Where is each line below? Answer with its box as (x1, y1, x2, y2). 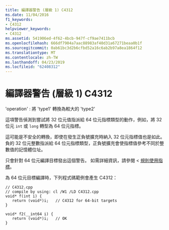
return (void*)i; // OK (12, 216, 67, 221)
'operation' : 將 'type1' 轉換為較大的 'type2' (5, 106, 96, 112)
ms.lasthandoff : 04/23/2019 (5, 60, 65, 65)
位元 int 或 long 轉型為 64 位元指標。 (5, 123, 84, 129)
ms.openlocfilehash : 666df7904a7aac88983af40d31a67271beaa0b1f (5, 41, 143, 46)
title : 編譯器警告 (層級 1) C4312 (5, 7, 73, 13)
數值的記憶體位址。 (5, 146, 46, 153)
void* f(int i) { (5, 194, 42, 199)
